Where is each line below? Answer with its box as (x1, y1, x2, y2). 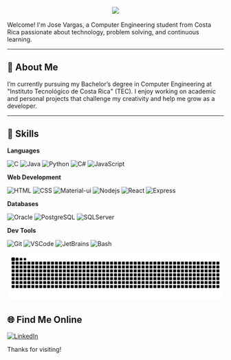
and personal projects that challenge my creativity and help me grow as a (7, 94, 215, 102)
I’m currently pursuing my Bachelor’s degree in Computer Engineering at (7, 80, 212, 88)
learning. (7, 35, 32, 43)
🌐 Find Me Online (7, 313, 82, 326)
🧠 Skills (7, 128, 39, 140)
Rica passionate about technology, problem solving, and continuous (7, 28, 199, 36)
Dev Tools (7, 226, 36, 234)
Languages (7, 146, 40, 155)
